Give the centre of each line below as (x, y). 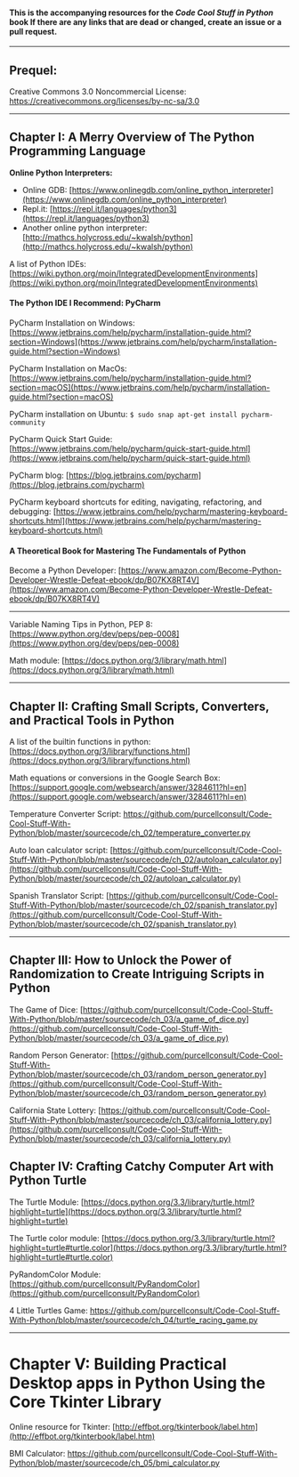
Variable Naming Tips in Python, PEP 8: (81, 625)
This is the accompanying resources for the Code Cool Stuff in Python (141, 12)
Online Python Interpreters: (61, 173)
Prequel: (33, 70)
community (28, 423)
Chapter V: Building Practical (118, 1364)
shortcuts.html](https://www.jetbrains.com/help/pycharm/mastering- (135, 521)
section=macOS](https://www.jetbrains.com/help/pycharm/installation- (140, 388)
